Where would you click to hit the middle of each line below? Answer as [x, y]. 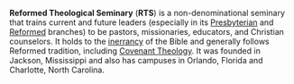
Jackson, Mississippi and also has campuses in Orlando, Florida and [136, 60]
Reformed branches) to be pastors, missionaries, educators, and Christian [147, 32]
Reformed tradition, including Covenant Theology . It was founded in [135, 51]
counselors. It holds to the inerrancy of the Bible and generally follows [139, 41]
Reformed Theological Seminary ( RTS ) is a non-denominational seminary [147, 13]
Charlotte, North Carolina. [57, 70]
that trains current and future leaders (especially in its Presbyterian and [142, 22]
